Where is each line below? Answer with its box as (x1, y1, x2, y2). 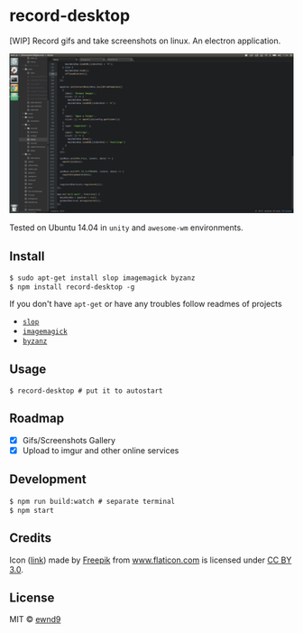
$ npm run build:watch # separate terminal (9, 497, 176, 506)
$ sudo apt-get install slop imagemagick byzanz (9, 274, 196, 283)
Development (9, 471, 87, 488)
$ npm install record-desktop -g (9, 283, 135, 292)
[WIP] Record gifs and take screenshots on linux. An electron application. (9, 35, 281, 46)
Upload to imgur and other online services (22, 444, 179, 456)
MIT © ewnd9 (9, 614, 61, 625)
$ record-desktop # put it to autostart (9, 386, 164, 396)
